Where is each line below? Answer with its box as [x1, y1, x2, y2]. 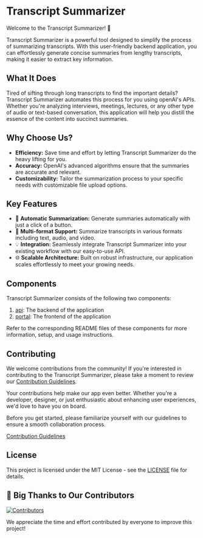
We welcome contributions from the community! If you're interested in [6, 365, 182, 372]
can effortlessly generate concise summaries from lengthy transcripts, [6, 49, 182, 56]
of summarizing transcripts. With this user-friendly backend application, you [6, 43, 198, 50]
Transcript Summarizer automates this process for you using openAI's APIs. [6, 95, 196, 103]
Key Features [6, 199, 58, 209]
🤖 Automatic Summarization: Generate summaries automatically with [15, 215, 190, 222]
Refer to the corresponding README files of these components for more [6, 325, 187, 332]
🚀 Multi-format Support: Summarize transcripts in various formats [15, 228, 182, 235]
